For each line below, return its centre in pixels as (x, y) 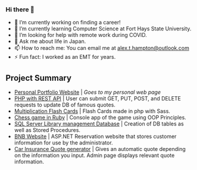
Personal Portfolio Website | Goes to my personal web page (87, 92)
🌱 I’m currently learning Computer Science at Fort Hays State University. (103, 29)
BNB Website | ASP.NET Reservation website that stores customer (95, 137)
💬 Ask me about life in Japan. (50, 42)
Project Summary (39, 78)
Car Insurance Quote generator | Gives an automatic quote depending (100, 149)
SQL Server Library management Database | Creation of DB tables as (99, 124)
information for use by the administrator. (64, 143)
